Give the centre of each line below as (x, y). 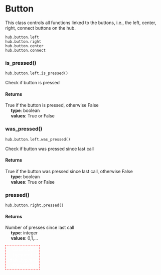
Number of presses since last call (40, 228)
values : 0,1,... (25, 238)
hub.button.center (24, 46)
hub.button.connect (26, 50)
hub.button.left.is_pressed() (37, 73)
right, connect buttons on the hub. (41, 28)
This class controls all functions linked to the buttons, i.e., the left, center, (81, 23)
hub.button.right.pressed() (35, 205)
